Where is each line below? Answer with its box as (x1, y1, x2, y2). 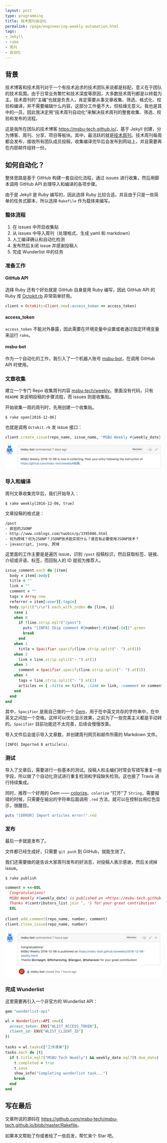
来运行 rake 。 (5, 332, 33, 338)
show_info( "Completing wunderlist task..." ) (14, 1071, 108, 1076)
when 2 (14, 652, 28, 657)
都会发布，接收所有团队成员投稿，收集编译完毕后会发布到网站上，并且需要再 (5, 138, 162, 144)
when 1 (14, 641, 28, 646)
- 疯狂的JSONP (5, 526, 32, 531)
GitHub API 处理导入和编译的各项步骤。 (19, 181, 100, 187)
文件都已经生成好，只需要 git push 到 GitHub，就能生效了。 (5, 848, 128, 854)
